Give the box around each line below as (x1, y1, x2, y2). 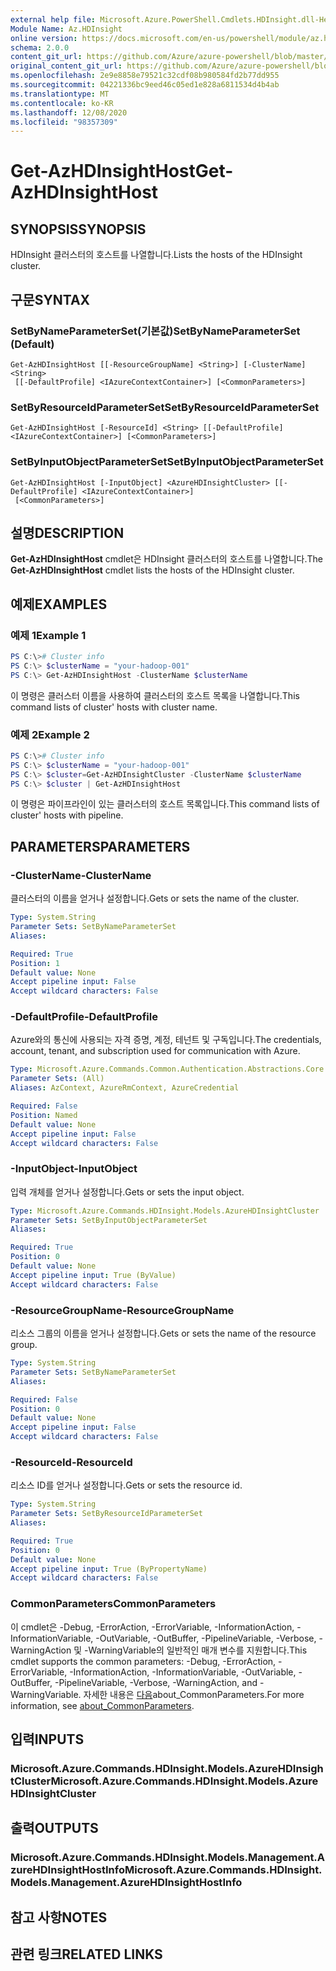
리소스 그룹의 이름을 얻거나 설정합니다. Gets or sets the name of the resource (10, 1327, 317, 1340)
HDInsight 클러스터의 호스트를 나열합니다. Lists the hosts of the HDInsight (10, 249, 303, 261)
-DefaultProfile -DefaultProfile (10, 1010, 158, 1024)
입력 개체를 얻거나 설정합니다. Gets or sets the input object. (10, 1186, 245, 1198)
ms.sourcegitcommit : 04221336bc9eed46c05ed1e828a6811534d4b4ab (10, 80, 280, 90)
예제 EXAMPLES (10, 596, 108, 613)
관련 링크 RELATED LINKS (10, 1946, 163, 1963)
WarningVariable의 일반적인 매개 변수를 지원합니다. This (88, 1644, 308, 1656)
